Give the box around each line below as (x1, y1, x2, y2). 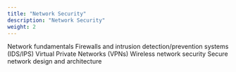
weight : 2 (7, 23, 37, 30)
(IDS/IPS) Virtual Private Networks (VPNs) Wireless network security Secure (7, 50, 229, 58)
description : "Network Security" (7, 17, 106, 24)
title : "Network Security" (7, 10, 87, 17)
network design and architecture (7, 57, 102, 66)
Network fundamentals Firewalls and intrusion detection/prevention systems (7, 43, 229, 51)
